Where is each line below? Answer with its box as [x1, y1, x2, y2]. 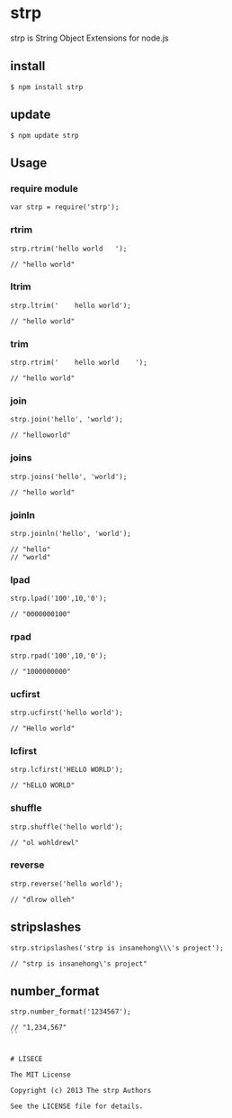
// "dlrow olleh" [10, 895, 76, 904]
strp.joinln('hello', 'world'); [10, 530, 131, 539]
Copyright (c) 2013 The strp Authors [10, 1086, 152, 1095]
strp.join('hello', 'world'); [10, 415, 124, 424]
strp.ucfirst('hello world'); [10, 708, 124, 717]
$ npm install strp [10, 82, 84, 92]
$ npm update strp [10, 131, 79, 140]
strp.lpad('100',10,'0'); [10, 594, 107, 604]
